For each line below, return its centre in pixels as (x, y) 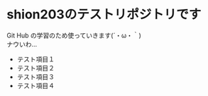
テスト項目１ (35, 59)
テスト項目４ (35, 85)
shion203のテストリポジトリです (104, 14)
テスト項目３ (35, 77)
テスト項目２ (35, 68)
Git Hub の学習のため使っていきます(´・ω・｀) (74, 35)
